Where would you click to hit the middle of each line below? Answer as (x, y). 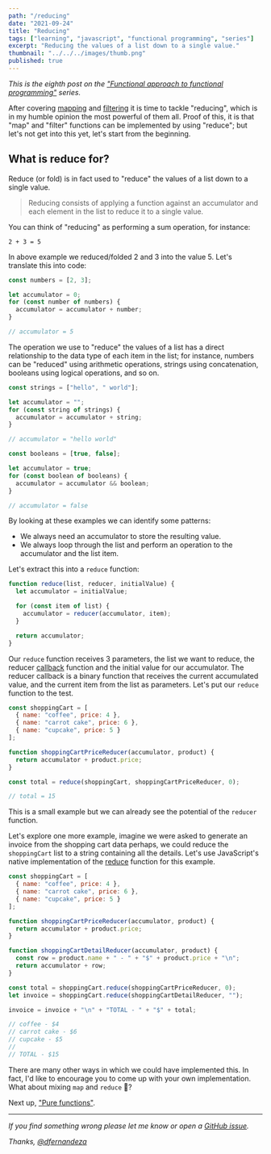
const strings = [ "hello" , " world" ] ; (73, 387)
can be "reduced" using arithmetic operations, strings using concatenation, (133, 364)
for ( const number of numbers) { (65, 302)
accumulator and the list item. (69, 554)
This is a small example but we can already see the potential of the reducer (133, 812)
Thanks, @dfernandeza (48, 1141)
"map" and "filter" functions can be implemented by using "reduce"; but (128, 125)
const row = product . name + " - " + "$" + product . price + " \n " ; (128, 958)
